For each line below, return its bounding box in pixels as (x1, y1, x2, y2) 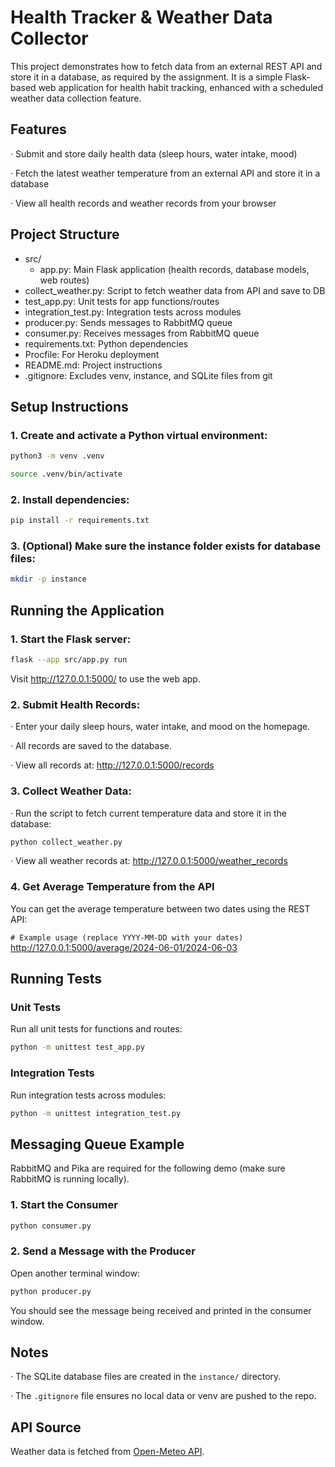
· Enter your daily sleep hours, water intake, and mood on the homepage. (10, 721, 311, 733)
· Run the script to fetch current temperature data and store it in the (10, 807, 287, 819)
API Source (10, 1419, 82, 1436)
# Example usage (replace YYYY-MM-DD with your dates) (10, 932, 244, 943)
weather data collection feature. (10, 92, 142, 104)
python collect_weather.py (10, 837, 123, 847)
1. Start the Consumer (10, 1198, 118, 1212)
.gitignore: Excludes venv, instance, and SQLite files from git (24, 369, 273, 381)
